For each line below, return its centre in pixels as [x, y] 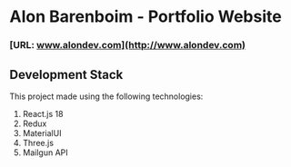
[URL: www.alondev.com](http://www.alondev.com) [127, 45]
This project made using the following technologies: [106, 96]
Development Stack [66, 74]
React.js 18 [43, 113]
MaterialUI [42, 133]
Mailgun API [45, 152]
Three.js [38, 142]
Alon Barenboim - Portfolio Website [145, 17]
